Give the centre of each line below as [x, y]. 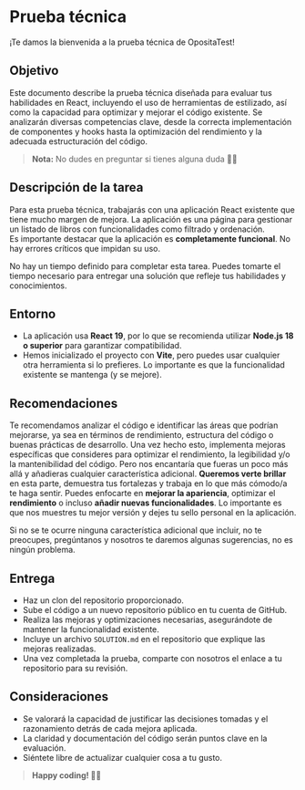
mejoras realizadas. [59, 649]
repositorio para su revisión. [75, 668]
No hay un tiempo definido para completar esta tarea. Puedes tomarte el [145, 265]
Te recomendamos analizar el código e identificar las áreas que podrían [144, 425]
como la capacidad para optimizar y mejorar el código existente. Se [136, 112]
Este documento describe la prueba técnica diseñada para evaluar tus [141, 92]
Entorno [33, 313]
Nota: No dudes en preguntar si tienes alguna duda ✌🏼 [135, 159]
